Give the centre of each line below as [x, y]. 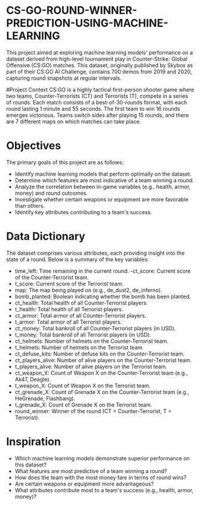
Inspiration [33, 442]
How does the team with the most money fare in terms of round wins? [101, 477]
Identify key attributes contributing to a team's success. [83, 212]
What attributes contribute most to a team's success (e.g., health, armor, [104, 490]
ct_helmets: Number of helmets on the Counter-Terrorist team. [91, 341]
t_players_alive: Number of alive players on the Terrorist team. [91, 366]
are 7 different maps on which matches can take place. [74, 121]
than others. [30, 206]
